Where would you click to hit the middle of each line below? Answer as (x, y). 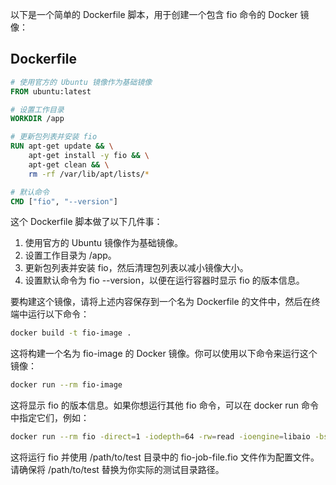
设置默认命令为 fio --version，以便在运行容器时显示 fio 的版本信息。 (164, 280)
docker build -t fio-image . (71, 333)
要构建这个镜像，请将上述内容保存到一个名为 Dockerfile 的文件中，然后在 (161, 302)
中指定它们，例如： (50, 418)
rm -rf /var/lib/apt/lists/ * (89, 174)
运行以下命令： (58, 314)
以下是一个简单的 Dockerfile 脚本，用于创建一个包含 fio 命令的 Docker (154, 14)
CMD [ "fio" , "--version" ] (64, 201)
